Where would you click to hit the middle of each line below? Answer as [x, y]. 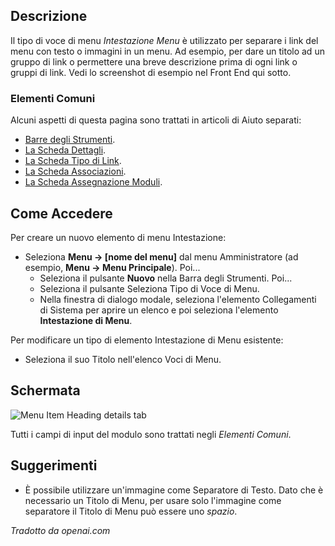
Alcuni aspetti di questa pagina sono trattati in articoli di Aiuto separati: [156, 120]
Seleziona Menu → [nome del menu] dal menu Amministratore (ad [161, 256]
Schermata [45, 390]
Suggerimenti [54, 465]
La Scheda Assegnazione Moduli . [93, 182]
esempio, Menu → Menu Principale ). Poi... [112, 267]
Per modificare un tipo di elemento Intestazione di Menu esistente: [147, 340]
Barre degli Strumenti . [70, 140]
